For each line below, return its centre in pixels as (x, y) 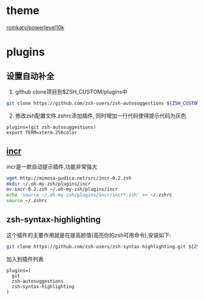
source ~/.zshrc (27, 201)
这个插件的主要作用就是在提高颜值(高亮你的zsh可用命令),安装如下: (89, 235)
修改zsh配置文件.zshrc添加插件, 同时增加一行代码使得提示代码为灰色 (100, 116)
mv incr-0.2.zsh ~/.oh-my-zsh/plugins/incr (62, 189)
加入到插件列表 (25, 259)
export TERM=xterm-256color (42, 132)
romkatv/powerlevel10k (36, 27)
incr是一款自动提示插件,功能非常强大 (52, 166)
